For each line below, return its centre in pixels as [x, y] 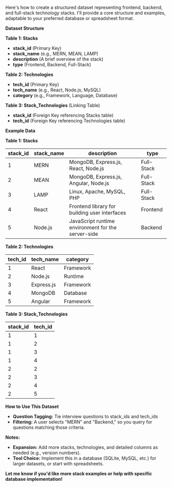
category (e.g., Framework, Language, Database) [65, 95]
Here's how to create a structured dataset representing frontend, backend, [84, 7]
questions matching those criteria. [49, 427]
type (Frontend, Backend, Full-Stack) [52, 64]
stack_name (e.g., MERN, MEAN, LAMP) [56, 54]
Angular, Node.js [89, 183]
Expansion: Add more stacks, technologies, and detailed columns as [85, 447]
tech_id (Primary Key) [36, 85]
